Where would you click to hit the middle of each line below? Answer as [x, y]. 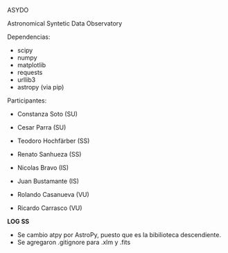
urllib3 [26, 80]
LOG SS [18, 221]
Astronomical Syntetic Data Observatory [65, 23]
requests [30, 72]
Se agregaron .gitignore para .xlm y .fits [74, 242]
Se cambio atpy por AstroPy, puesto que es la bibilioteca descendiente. [119, 235]
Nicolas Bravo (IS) [43, 168]
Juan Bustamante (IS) [48, 181]
